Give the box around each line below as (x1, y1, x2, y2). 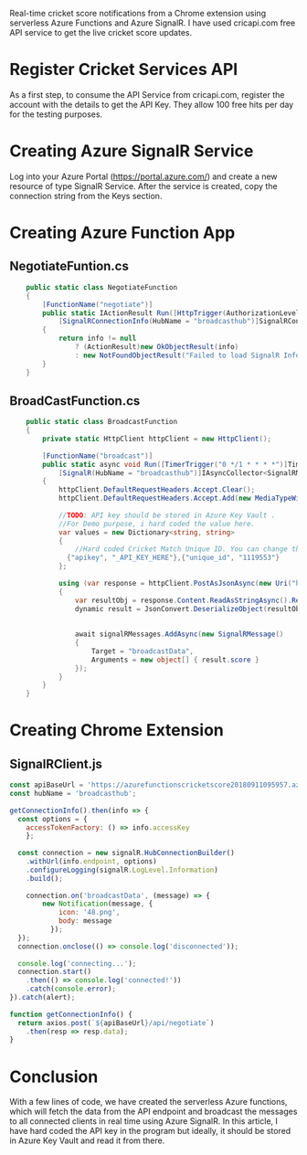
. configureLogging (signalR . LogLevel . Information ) (26, 865, 219, 874)
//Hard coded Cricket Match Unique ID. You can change (74, 545, 288, 554)
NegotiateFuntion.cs (9, 259, 130, 274)
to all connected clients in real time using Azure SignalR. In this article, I (9, 1116, 279, 1127)
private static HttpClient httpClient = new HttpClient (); (42, 434, 272, 444)
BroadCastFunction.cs (9, 393, 141, 408)
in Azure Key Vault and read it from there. (9, 1135, 165, 1146)
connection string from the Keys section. (9, 190, 163, 201)
